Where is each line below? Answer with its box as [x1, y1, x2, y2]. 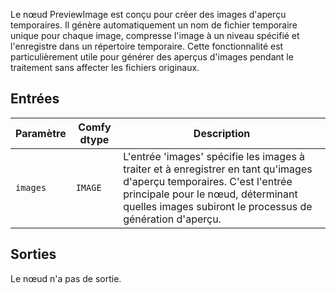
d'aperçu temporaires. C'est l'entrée [123, 174, 293, 188]
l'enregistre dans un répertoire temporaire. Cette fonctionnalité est [10, 40, 284, 52]
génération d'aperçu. [123, 212, 222, 226]
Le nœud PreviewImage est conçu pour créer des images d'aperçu [10, 9, 287, 20]
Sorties [10, 246, 57, 263]
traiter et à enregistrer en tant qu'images [123, 162, 313, 176]
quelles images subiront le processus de [123, 199, 313, 213]
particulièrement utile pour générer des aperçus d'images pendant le [10, 51, 294, 63]
